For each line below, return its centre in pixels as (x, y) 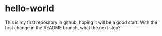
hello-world (30, 9)
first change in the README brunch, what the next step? (63, 27)
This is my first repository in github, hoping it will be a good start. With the (81, 22)
